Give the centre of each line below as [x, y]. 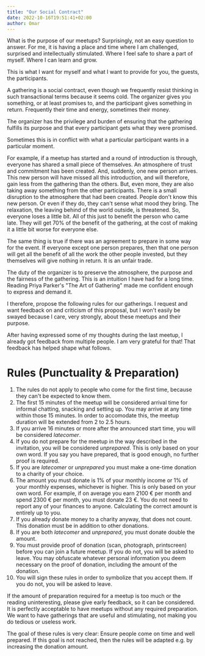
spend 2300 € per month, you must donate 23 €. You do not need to [102, 500]
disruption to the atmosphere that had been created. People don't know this [102, 197]
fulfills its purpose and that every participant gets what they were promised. [102, 128]
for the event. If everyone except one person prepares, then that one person [103, 248]
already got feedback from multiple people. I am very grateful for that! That [101, 342]
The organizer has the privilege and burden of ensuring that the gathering [100, 121]
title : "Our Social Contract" [45, 12]
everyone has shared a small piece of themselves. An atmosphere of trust [100, 165]
